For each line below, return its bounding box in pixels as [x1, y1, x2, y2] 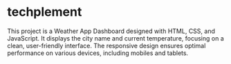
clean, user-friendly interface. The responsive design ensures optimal [7, 41, 206, 50]
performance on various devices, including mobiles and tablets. [7, 49, 189, 57]
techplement [7, 4, 82, 20]
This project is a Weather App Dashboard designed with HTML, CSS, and [7, 27, 216, 35]
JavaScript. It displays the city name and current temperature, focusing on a [7, 34, 225, 42]
